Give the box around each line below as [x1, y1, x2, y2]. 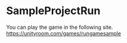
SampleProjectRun [6, 4, 101, 18]
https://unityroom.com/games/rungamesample [6, 29, 121, 37]
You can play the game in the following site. [6, 24, 113, 31]
